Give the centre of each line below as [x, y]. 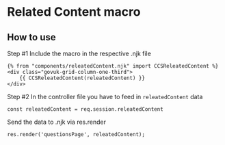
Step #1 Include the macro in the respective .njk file [79, 53]
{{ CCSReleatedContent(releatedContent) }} [82, 78]
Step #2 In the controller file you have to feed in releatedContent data [105, 97]
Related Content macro [74, 12]
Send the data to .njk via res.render [57, 122]
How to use [31, 37]
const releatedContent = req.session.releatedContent [85, 109]
